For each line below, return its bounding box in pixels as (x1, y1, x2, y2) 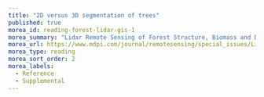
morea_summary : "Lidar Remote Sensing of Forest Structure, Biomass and (8, 33, 251, 41)
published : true (8, 19, 61, 27)
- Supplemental (15, 77, 65, 84)
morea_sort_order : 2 (8, 56, 76, 63)
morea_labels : (8, 63, 55, 70)
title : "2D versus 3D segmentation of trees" (8, 11, 159, 20)
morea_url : (8, 41, 44, 48)
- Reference (15, 70, 55, 77)
